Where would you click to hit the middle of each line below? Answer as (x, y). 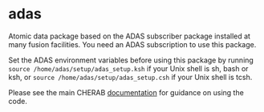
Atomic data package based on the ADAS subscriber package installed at (130, 36)
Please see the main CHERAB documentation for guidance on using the (126, 92)
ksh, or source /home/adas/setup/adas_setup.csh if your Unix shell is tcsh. (130, 77)
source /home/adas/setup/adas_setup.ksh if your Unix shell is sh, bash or (128, 68)
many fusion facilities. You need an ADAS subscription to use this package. (132, 44)
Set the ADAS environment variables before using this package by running (131, 60)
